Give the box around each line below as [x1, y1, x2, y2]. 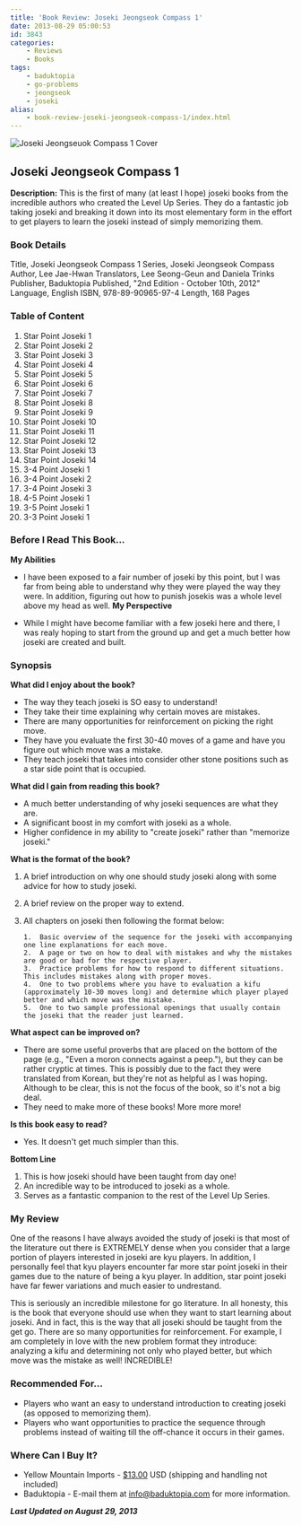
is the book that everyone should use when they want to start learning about [10, 1307, 292, 1319]
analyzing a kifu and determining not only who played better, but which [10, 1346, 272, 1356]
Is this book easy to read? [10, 1119, 108, 1130]
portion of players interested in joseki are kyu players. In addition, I [10, 1252, 256, 1263]
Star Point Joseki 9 [22, 406, 93, 417]
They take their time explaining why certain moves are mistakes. [22, 706, 261, 718]
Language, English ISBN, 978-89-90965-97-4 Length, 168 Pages [10, 288, 250, 299]
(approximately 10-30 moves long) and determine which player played [22, 988, 289, 997]
